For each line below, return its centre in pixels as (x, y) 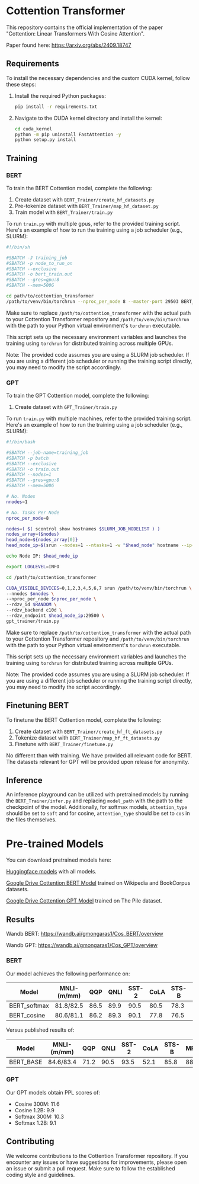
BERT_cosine (27, 1015)
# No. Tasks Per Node (33, 513)
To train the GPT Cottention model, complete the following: (78, 396)
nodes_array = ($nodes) (33, 535)
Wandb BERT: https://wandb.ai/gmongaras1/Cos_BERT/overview (85, 934)
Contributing (30, 1142)
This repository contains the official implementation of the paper (85, 27)
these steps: (21, 84)
